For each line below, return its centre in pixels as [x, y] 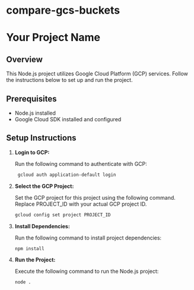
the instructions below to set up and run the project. [69, 80]
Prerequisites [31, 99]
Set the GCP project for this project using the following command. [95, 197]
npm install [29, 248]
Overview [25, 59]
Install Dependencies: [42, 226]
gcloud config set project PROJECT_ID [63, 215]
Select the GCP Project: [44, 186]
